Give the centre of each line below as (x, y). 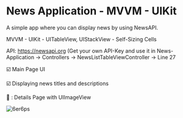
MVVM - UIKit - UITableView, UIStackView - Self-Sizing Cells (82, 39)
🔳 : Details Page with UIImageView (49, 97)
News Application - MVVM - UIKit (91, 11)
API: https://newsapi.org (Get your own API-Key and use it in (81, 51)
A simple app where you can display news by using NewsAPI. (82, 28)
